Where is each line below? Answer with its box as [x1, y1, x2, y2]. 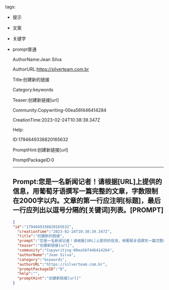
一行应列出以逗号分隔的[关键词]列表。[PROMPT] [12, 206, 164, 214]
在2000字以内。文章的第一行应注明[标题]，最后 [12, 196, 161, 205]
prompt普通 [12, 46, 37, 52]
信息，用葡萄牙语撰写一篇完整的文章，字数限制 [12, 187, 158, 196]
